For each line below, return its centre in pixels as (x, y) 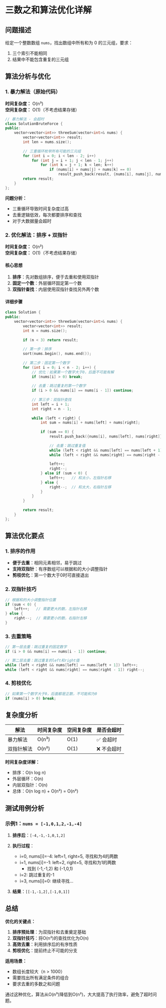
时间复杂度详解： (22, 762)
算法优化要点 (25, 536)
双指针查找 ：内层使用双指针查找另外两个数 (56, 289)
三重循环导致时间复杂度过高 (41, 209)
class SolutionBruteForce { (34, 124)
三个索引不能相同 (30, 53)
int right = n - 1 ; (51, 409)
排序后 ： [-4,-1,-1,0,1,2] (39, 835)
